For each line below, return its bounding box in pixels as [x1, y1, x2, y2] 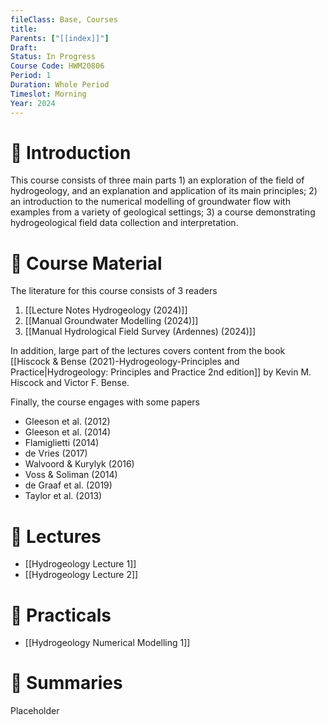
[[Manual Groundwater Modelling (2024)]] [24, 315, 199, 327]
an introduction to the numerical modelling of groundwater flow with [10, 196, 291, 208]
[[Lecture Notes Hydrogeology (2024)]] [24, 304, 188, 316]
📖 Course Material [10, 252, 163, 275]
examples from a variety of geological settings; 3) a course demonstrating [10, 206, 316, 218]
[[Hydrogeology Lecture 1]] [24, 558, 137, 570]
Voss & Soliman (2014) [24, 469, 118, 481]
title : [10, 24, 38, 34]
